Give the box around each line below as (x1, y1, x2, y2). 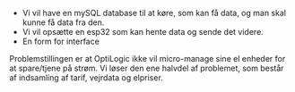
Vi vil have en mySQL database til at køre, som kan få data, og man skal (22, 8, 287, 18)
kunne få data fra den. (22, 17, 105, 28)
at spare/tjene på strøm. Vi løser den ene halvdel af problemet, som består (9, 63, 284, 73)
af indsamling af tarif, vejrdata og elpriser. (9, 72, 163, 83)
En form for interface (22, 36, 100, 46)
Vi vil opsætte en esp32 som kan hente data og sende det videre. (22, 27, 265, 37)
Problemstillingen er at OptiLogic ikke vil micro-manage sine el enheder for (9, 54, 286, 63)
